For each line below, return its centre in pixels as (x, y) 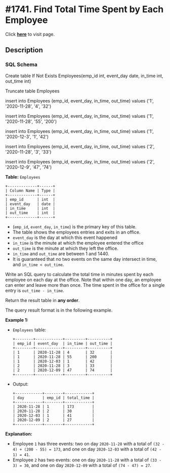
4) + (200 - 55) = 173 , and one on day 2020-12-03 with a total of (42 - (87, 449)
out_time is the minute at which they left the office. (66, 248)
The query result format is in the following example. (59, 310)
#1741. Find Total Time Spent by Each (84, 9)
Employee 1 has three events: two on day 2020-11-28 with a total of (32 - (88, 444)
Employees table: (29, 330)
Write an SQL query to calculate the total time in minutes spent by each (79, 274)
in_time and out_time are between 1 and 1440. (61, 254)
